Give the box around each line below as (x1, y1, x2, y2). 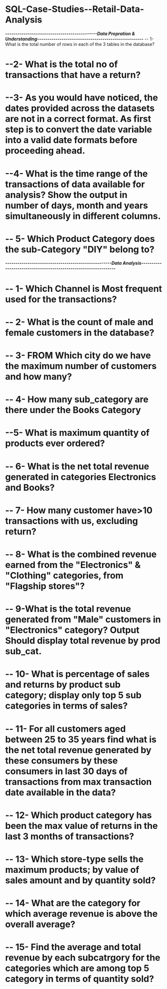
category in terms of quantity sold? (5, 974, 155, 985)
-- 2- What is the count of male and (5, 316, 154, 328)
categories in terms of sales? (5, 700, 128, 712)
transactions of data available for (5, 179, 145, 190)
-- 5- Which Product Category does (5, 233, 156, 244)
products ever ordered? (5, 438, 105, 449)
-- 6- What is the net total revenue (5, 460, 150, 472)
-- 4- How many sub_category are (5, 394, 149, 405)
